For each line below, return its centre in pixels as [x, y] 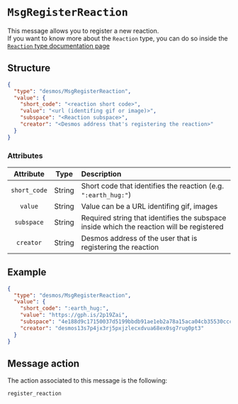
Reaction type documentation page [58, 45]
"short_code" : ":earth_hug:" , [65, 309]
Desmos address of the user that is [139, 238]
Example [27, 272]
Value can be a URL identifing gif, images [149, 206]
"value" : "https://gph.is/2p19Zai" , [74, 315]
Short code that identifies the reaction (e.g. [153, 185]
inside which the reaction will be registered [153, 226]
